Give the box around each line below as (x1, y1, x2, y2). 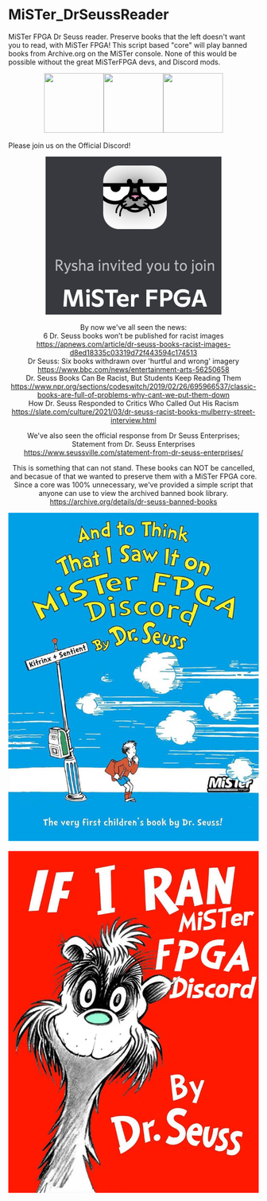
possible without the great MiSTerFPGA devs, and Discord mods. (8, 57, 221, 67)
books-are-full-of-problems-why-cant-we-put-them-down (37, 389, 230, 399)
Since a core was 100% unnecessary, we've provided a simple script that (14, 479, 253, 490)
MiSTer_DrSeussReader (8, 6, 169, 24)
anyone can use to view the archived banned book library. (38, 488, 229, 498)
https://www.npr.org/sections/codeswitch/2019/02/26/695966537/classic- (10, 382, 257, 391)
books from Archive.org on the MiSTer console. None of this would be (8, 48, 238, 58)
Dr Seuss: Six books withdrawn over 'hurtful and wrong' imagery (27, 356, 240, 366)
